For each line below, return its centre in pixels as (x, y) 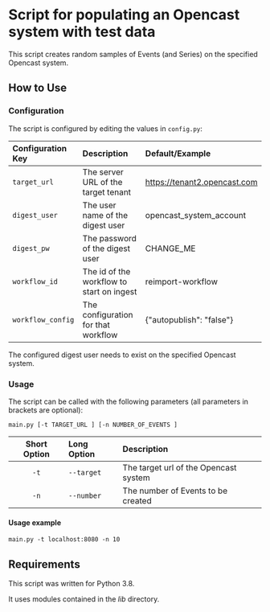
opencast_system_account (196, 215)
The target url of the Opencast (180, 467)
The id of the (106, 271)
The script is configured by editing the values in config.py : (106, 128)
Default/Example (178, 153)
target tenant (106, 192)
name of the (105, 215)
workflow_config (43, 320)
